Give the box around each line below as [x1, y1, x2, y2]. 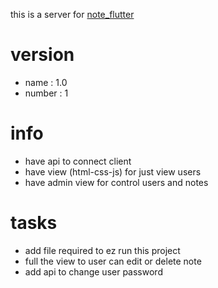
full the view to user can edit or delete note [24, 255, 202, 267]
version [10, 44, 75, 66]
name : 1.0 [24, 76, 68, 88]
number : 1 [24, 87, 69, 99]
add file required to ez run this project [24, 244, 181, 256]
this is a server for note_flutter [10, 9, 135, 20]
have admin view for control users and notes [24, 176, 209, 188]
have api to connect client [24, 155, 132, 167]
